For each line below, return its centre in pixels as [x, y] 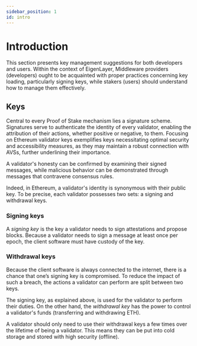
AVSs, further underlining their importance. [59, 152]
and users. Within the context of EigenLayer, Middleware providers [87, 69]
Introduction [37, 47]
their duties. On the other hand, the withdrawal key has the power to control [98, 306]
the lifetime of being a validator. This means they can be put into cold [90, 330]
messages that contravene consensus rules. [60, 177]
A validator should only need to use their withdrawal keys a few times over [97, 324]
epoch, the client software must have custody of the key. [75, 241]
